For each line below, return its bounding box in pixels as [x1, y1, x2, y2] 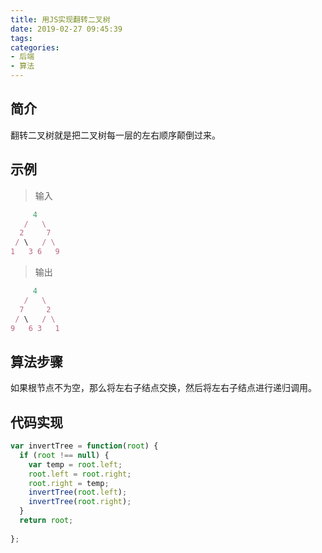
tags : [10, 33, 33, 43]
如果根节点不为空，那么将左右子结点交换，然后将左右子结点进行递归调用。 [10, 382, 317, 394]
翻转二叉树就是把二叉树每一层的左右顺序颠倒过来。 [10, 129, 221, 141]
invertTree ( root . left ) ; [28, 487, 128, 498]
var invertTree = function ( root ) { [10, 441, 159, 451]
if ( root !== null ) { [19, 450, 110, 460]
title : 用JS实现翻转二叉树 [10, 14, 111, 25]
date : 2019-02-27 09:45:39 [10, 24, 123, 34]
